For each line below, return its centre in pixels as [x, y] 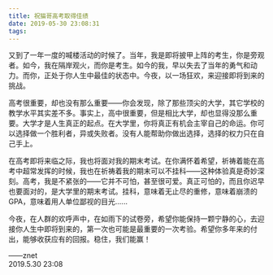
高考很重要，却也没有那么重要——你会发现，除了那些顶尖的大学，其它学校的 [136, 103]
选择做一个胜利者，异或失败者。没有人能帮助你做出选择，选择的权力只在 [136, 133]
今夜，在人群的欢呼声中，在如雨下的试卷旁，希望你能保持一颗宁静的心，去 [133, 219]
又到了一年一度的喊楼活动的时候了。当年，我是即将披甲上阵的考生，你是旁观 [136, 55]
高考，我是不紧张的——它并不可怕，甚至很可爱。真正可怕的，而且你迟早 [143, 181]
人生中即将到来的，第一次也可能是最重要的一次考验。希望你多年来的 [136, 229]
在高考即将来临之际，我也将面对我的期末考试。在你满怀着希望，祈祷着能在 [133, 161]
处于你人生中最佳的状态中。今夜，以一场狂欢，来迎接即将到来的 [158, 76]
